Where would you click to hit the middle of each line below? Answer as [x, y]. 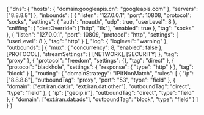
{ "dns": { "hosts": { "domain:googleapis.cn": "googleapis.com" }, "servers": [102, 9]
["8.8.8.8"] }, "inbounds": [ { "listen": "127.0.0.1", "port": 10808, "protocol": [99, 15]
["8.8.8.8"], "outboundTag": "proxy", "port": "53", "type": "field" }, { [91, 80]
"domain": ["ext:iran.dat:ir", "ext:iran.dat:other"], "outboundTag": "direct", [99, 86]
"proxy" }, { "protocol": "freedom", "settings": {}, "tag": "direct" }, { [90, 61]
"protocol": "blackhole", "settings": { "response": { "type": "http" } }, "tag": [100, 67]
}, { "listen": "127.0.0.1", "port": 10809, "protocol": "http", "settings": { [93, 35]
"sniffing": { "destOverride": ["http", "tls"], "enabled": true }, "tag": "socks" [100, 28]
